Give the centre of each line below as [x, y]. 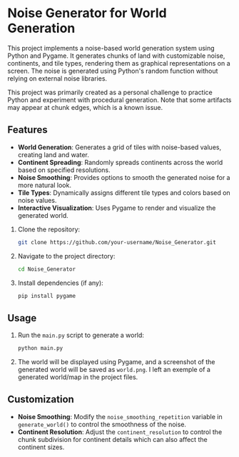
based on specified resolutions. [64, 170]
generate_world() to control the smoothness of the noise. [102, 424]
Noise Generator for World [87, 13]
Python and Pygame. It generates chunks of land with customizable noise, [116, 56]
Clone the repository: [49, 229]
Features [27, 130]
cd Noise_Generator [47, 269]
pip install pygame [47, 296]
